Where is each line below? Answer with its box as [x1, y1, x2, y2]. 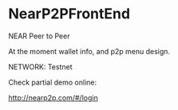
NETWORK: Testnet [8, 61, 73, 72]
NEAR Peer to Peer [8, 31, 70, 41]
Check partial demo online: [8, 77, 97, 87]
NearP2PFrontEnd [8, 5, 130, 23]
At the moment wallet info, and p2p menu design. [8, 46, 170, 56]
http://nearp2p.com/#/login [8, 92, 98, 102]
